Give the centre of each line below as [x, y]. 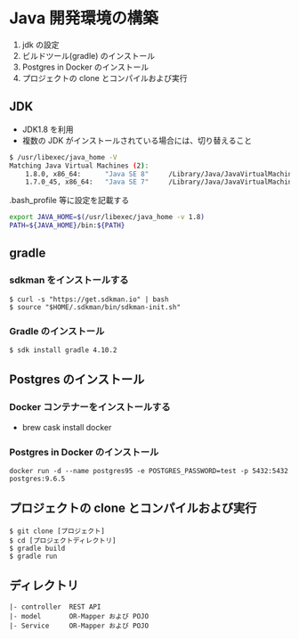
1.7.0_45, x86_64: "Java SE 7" [87, 182]
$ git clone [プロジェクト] [57, 531]
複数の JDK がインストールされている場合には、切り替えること [137, 140]
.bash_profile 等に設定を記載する [69, 201]
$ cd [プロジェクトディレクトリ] [63, 540]
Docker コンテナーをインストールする [90, 407]
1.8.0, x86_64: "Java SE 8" [87, 174]
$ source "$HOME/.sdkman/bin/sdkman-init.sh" [95, 307]
